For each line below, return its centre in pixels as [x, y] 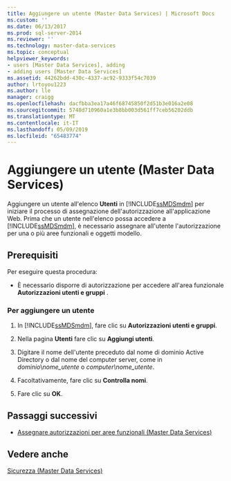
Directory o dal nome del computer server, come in [90, 360]
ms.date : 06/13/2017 [37, 26]
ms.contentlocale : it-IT [43, 123]
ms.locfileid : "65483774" [44, 136]
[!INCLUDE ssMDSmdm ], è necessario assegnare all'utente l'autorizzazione [114, 226]
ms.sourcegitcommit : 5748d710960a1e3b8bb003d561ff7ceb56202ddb [100, 110]
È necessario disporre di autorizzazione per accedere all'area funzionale [120, 285]
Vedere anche [38, 454]
